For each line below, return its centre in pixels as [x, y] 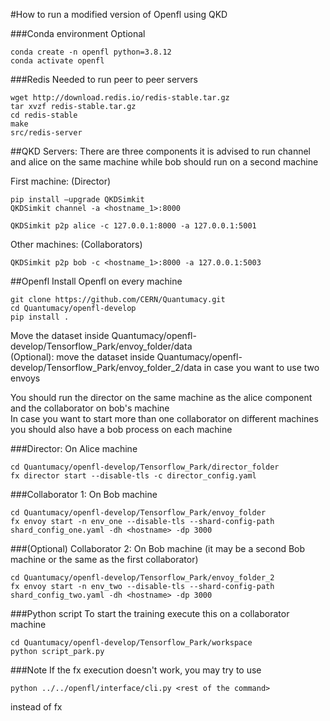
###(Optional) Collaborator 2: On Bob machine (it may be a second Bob [158, 548]
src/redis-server [46, 133]
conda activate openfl [57, 61]
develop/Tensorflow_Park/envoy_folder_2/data [106, 367]
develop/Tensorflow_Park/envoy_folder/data [101, 346]
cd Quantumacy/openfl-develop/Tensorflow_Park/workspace [131, 643]
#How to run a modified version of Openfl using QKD [119, 14]
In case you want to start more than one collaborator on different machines [164, 418]
